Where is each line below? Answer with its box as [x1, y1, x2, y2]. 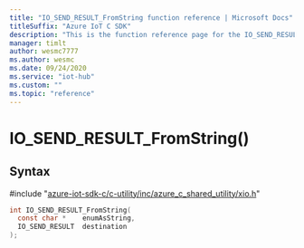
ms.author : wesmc [9, 55, 75, 64]
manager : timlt [9, 38, 67, 48]
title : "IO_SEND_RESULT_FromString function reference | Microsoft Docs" [9, 13, 294, 23]
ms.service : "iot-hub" [9, 72, 95, 81]
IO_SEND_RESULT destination [17, 223, 128, 232]
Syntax [9, 164, 51, 179]
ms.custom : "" [9, 81, 63, 90]
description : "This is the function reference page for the [9, 30, 242, 39]
